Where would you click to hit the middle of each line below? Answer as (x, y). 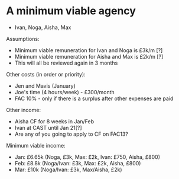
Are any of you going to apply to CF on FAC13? (71, 134)
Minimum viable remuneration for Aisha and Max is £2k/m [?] (89, 56)
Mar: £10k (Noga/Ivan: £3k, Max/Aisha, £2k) (68, 170)
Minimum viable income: (36, 145)
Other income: (24, 110)
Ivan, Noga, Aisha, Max (43, 27)
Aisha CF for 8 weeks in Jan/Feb (54, 121)
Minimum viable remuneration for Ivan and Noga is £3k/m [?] (89, 50)
